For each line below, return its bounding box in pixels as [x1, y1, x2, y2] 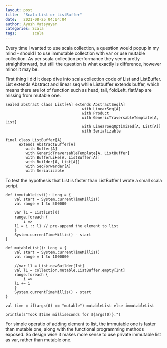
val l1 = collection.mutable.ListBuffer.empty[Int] [14, 268, 125, 273]
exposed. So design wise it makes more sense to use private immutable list [5, 332, 161, 337]
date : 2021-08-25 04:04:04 [5, 17, 67, 22]
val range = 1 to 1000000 [14, 254, 69, 259]
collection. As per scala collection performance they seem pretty [5, 56, 140, 61]
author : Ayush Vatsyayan [5, 21, 58, 27]
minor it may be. [5, 66, 39, 72]
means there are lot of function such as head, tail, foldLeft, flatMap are [5, 87, 152, 93]
